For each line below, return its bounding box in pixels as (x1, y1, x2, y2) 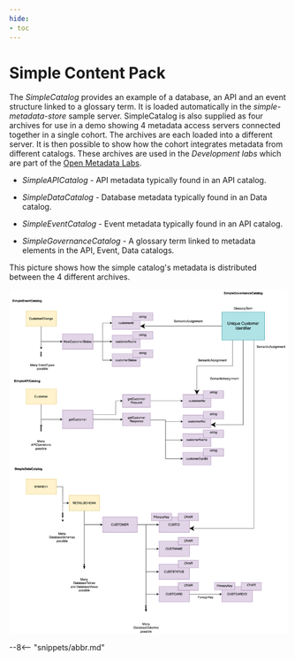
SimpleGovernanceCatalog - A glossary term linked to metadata (21, 235, 256, 247)
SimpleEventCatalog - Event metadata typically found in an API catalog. (21, 219, 284, 229)
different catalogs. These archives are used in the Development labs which (9, 149, 282, 159)
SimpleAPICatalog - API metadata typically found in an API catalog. (21, 175, 267, 186)
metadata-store (9, 111, 67, 121)
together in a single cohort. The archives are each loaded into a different (9, 129, 273, 141)
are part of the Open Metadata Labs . (9, 158, 142, 168)
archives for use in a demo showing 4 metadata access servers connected (9, 120, 281, 131)
